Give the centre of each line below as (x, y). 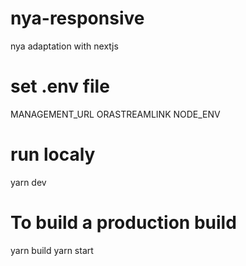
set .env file (60, 86)
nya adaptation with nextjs (64, 46)
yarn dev (28, 182)
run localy (53, 154)
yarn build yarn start (52, 250)
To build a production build (123, 223)
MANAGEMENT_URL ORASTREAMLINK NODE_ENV (115, 114)
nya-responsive (77, 18)
